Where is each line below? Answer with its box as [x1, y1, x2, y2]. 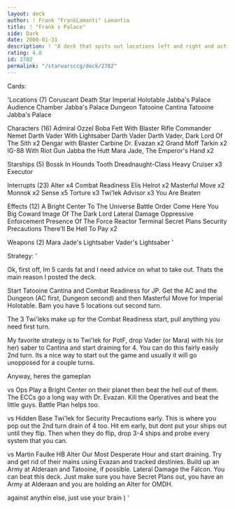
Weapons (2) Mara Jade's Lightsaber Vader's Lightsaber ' [7, 238, 174, 246]
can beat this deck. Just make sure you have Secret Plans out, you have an [7, 472, 224, 481]
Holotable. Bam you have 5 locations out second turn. [7, 301, 162, 310]
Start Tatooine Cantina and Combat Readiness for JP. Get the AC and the [7, 286, 218, 295]
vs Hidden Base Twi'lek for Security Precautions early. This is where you [7, 414, 217, 422]
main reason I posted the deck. [7, 272, 97, 281]
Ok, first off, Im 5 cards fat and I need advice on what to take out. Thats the [7, 265, 224, 274]
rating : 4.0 [7, 50, 42, 57]
